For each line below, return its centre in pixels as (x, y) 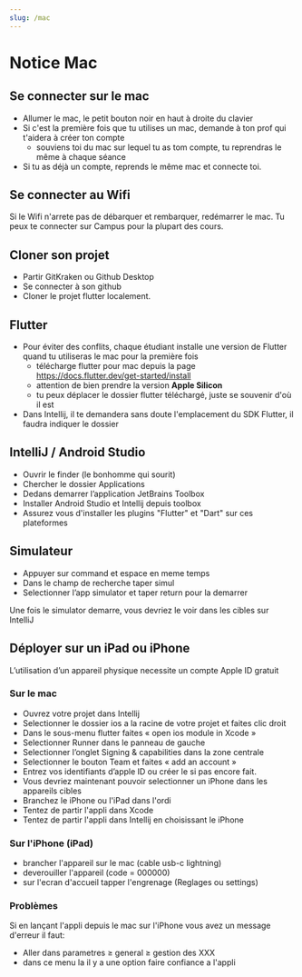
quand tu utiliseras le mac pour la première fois (110, 356)
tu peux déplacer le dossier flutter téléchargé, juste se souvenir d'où (164, 395)
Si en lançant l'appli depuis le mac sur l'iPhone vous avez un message (140, 926)
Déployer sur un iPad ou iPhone (100, 648)
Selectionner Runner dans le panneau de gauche (114, 743)
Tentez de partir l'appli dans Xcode (88, 810)
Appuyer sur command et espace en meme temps (116, 573)
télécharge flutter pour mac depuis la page (116, 366)
